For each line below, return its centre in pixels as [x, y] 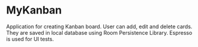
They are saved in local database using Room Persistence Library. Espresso [99, 32]
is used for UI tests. [30, 39]
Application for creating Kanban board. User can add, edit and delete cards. [99, 26]
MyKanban [34, 10]
